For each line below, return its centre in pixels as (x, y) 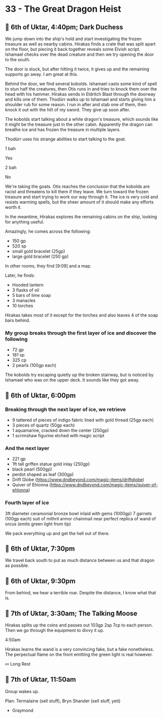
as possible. (17, 565)
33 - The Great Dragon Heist (63, 9)
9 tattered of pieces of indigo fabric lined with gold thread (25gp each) (83, 420)
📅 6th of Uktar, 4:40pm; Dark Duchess (64, 27)
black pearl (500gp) (32, 469)
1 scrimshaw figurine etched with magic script (58, 435)
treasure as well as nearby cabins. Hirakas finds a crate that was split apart (80, 44)
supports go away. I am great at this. (42, 74)
